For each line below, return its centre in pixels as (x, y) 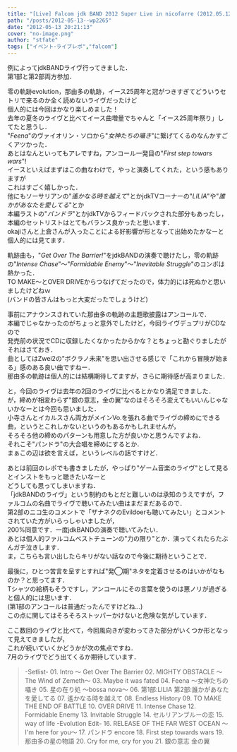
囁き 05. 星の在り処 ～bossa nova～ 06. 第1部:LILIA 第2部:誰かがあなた (127, 690)
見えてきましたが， (41, 639)
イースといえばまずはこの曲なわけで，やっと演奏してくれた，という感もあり (118, 169)
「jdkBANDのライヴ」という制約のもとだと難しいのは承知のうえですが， (113, 494)
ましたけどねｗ (29, 291)
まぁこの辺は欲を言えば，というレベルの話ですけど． (85, 453)
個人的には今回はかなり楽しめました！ (63, 109)
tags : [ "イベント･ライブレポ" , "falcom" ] (62, 47)
